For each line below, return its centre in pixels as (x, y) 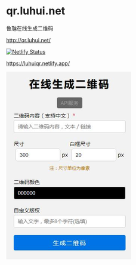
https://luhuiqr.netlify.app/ (38, 63)
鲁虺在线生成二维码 (30, 28)
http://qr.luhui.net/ (28, 40)
